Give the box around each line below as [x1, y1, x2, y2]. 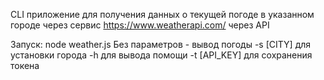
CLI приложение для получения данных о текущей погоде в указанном [10, 9, 315, 20]
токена [10, 60, 40, 71]
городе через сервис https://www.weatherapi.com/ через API [10, 19, 270, 31]
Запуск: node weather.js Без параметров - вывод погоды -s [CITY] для [10, 39, 312, 50]
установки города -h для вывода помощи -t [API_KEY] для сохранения [10, 49, 313, 61]
